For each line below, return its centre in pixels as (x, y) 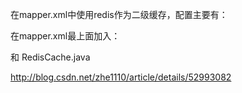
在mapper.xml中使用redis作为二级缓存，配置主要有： (119, 14)
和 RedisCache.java (50, 57)
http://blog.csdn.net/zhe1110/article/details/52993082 (121, 77)
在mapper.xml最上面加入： (65, 36)
